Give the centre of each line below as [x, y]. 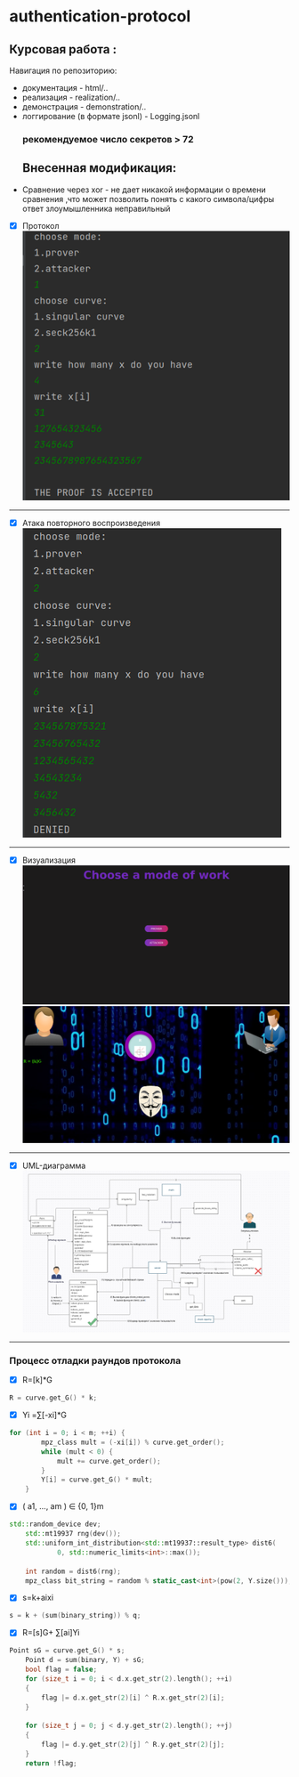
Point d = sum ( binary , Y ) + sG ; [85, 1660]
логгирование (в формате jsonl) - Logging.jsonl [111, 116]
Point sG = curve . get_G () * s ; [67, 1651]
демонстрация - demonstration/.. [84, 107]
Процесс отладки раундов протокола [95, 1360]
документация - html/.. [65, 88]
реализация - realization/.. [71, 97]
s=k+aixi [38, 1598]
